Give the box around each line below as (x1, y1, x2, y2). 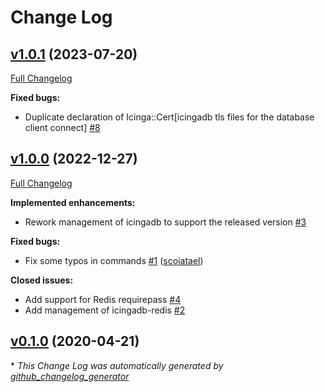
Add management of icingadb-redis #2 (24, 304, 186, 316)
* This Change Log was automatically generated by (10, 359, 224, 371)
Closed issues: (10, 274, 74, 286)
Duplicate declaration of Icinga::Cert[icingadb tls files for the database (24, 111, 315, 123)
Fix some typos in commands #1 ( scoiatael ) (24, 254, 204, 266)
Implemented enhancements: (10, 196, 136, 208)
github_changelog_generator (10, 370, 130, 382)
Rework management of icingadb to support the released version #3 (24, 216, 307, 228)
